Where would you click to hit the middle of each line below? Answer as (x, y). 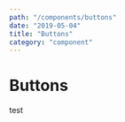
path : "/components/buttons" (63, 17)
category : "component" (51, 42)
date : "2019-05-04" (45, 26)
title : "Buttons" (41, 34)
